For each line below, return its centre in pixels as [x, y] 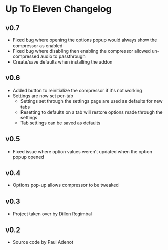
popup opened [28, 157]
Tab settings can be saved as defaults [60, 123]
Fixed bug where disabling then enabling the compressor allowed [82, 51]
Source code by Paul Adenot [43, 242]
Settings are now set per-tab [43, 96]
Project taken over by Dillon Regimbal [52, 214]
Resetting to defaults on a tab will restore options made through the [91, 112]
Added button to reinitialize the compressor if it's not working [77, 90]
